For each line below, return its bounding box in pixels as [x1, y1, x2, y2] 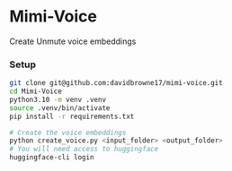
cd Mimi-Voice [9, 87, 63, 96]
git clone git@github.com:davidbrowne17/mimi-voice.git [9, 79, 223, 88]
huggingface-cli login [9, 153, 94, 162]
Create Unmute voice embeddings [9, 36, 137, 47]
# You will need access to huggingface [9, 145, 159, 154]
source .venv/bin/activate [9, 103, 111, 113]
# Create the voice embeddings [9, 128, 127, 137]
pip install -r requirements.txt [9, 112, 135, 121]
